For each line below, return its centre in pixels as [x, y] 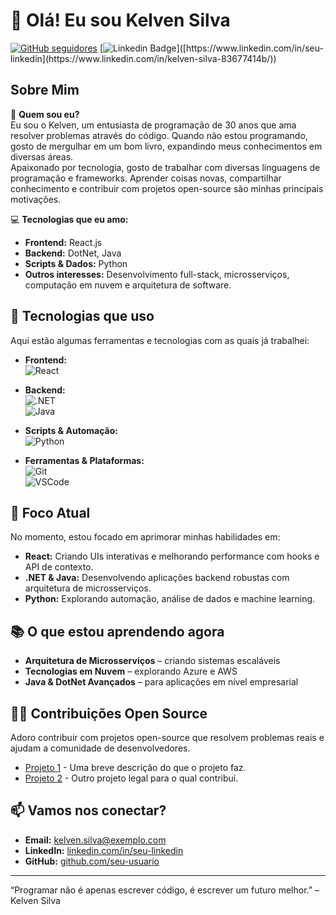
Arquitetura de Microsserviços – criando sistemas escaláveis [152, 661]
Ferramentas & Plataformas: [84, 460]
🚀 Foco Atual [50, 512]
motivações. [36, 199]
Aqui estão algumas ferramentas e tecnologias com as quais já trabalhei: [160, 340]
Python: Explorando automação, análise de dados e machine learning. [170, 599]
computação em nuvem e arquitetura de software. [128, 285]
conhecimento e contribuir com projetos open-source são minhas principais [167, 188]
